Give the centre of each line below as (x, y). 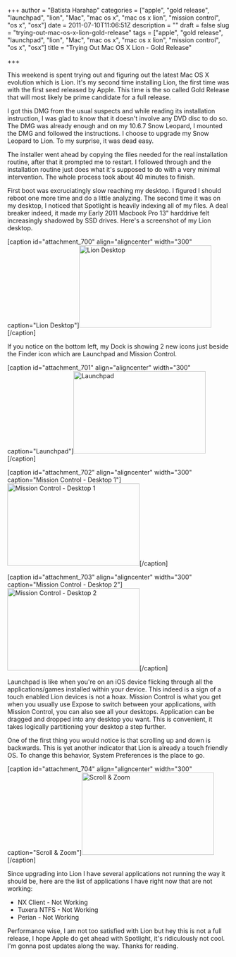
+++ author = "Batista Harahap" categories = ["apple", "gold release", (108, 10)
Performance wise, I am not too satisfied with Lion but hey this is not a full (114, 931)
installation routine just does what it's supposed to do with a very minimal (114, 169)
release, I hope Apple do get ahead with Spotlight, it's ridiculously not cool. (116, 938)
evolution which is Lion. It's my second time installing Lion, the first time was (118, 82)
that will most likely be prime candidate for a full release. (89, 97)
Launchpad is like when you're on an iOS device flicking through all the (110, 682)
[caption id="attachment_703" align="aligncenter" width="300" (100, 577)
